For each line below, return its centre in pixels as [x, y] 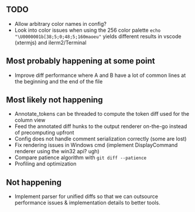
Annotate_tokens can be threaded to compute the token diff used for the [102, 114]
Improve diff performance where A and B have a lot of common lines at [100, 75]
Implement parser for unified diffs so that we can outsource [86, 197]
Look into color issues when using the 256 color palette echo [88, 30]
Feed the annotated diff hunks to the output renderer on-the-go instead [101, 126]
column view [30, 120]
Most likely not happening [54, 100]
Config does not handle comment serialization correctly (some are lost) [100, 139]
